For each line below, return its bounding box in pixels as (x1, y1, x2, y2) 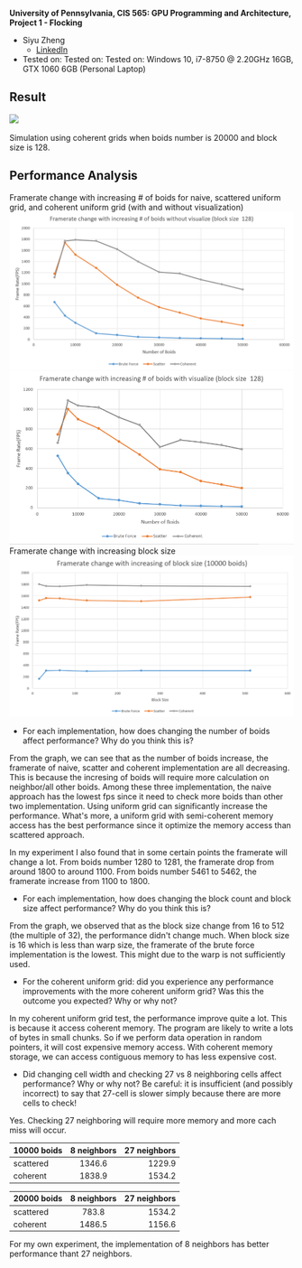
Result (9, 89, 47, 105)
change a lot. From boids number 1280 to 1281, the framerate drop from (9, 857, 275, 868)
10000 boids (13, 1144, 63, 1155)
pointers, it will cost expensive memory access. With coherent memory (9, 1042, 273, 1053)
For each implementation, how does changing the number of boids (22, 726, 270, 737)
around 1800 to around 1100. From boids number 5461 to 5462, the (9, 866, 257, 877)
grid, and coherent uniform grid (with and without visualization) (9, 201, 244, 212)
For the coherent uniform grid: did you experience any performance (22, 976, 275, 987)
